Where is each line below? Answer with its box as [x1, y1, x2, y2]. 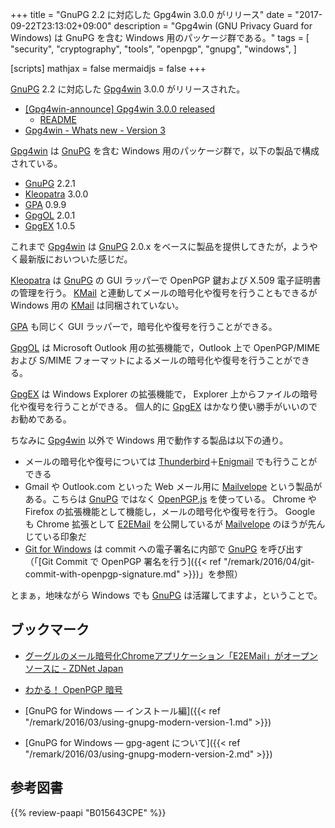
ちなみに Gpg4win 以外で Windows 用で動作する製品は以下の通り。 [10, 434, 289, 446]
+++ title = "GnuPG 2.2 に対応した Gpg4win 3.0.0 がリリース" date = [10, 9, 293, 20]
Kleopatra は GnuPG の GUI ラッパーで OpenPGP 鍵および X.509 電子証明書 [10, 274, 322, 286]
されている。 [10, 158, 63, 169]
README [39, 114, 77, 125]
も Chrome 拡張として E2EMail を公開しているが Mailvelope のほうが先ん [24, 518, 326, 530]
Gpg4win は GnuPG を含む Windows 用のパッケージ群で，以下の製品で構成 [10, 145, 320, 157]
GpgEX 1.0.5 [24, 220, 76, 232]
